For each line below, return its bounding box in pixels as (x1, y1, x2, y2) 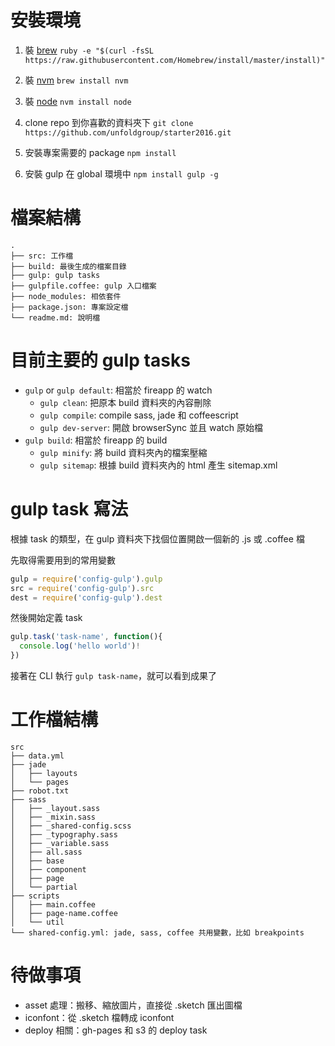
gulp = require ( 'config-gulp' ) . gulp (10, 574, 163, 584)
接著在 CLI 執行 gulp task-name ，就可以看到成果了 (10, 670, 217, 681)
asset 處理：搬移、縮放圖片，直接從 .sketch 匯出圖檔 (24, 999, 243, 1011)
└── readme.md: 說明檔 (10, 312, 101, 323)
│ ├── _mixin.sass (10, 812, 97, 822)
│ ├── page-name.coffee (10, 908, 118, 918)
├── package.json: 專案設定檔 (10, 302, 129, 312)
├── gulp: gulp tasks (10, 270, 101, 280)
